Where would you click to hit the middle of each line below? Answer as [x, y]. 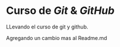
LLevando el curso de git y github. [47, 27]
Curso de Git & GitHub [60, 11]
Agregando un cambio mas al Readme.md [56, 38]
